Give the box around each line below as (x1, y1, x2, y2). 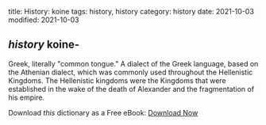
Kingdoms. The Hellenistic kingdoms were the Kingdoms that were (8, 75, 226, 85)
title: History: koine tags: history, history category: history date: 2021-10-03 (8, 7, 254, 16)
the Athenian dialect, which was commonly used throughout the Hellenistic (8, 67, 253, 77)
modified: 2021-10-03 (8, 15, 79, 25)
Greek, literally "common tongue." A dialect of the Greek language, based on (8, 59, 259, 68)
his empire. (8, 93, 45, 102)
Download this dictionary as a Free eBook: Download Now (8, 108, 199, 117)
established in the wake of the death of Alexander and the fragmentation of (8, 84, 255, 93)
